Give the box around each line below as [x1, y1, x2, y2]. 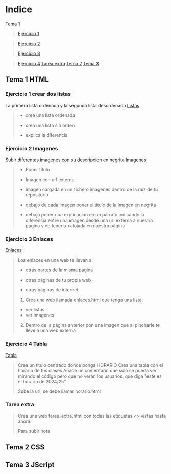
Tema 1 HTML [5, 75, 50, 84]
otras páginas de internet [25, 287, 79, 293]
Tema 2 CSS [5, 443, 45, 452]
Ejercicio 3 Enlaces [5, 235, 54, 242]
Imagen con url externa [25, 176, 75, 183]
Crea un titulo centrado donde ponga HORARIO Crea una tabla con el [17, 362, 163, 368]
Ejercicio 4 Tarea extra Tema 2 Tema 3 [17, 60, 99, 66]
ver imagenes [25, 312, 55, 319]
